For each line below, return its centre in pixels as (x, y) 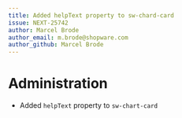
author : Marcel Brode (44, 30)
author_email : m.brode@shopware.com (68, 37)
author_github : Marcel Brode (56, 45)
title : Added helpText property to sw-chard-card (91, 15)
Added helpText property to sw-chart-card (89, 105)
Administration (58, 84)
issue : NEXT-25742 (38, 23)
